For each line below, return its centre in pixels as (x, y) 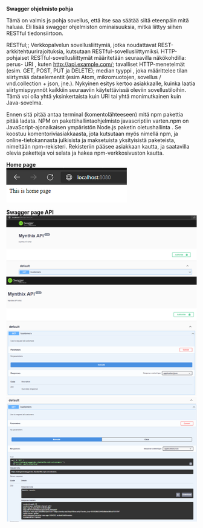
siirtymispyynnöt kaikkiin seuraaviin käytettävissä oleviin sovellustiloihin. (96, 90)
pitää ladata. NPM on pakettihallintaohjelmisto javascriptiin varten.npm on (98, 121)
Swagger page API (30, 212)
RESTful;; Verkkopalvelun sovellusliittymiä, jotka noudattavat (82, 45)
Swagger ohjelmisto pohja (40, 9)
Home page (21, 165)
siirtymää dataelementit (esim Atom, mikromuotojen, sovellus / (84, 77)
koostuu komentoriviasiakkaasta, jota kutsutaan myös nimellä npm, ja (92, 134)
